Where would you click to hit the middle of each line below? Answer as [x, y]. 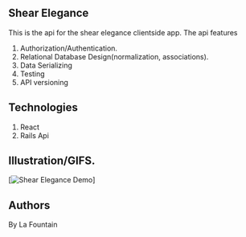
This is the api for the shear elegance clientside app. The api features [123, 32]
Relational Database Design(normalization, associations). [114, 56]
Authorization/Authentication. [69, 48]
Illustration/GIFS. [52, 161]
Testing [33, 74]
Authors [29, 205]
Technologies [43, 108]
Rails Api [35, 135]
